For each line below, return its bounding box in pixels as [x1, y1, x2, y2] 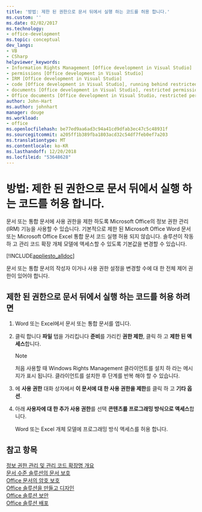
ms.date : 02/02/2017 [6, 20, 58, 26]
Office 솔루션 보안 [6, 492, 49, 499]
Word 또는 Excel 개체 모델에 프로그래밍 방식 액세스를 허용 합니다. [14, 425, 168, 433]
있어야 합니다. [17, 272, 50, 279]
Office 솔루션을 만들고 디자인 [6, 484, 75, 492]
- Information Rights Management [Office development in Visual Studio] [6, 64, 192, 71]
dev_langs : [6, 43, 34, 49]
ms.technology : [6, 25, 44, 32]
